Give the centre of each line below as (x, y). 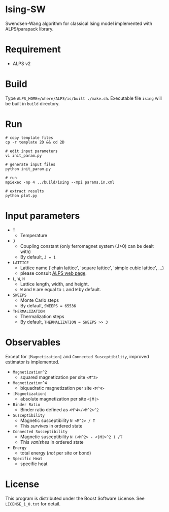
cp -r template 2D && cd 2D (35, 142)
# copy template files (29, 138)
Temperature (33, 235)
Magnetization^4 (30, 383)
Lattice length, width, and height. (55, 284)
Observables (33, 342)
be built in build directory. (32, 103)
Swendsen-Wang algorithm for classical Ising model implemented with (79, 23)
